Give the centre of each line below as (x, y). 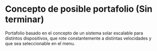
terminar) (25, 19)
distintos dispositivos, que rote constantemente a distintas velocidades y (78, 38)
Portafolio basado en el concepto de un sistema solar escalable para (74, 33)
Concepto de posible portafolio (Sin (79, 9)
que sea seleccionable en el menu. (40, 43)
